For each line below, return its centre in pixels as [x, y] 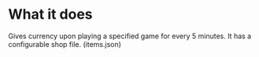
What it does [50, 14]
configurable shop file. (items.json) [65, 44]
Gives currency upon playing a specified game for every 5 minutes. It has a [130, 36]
